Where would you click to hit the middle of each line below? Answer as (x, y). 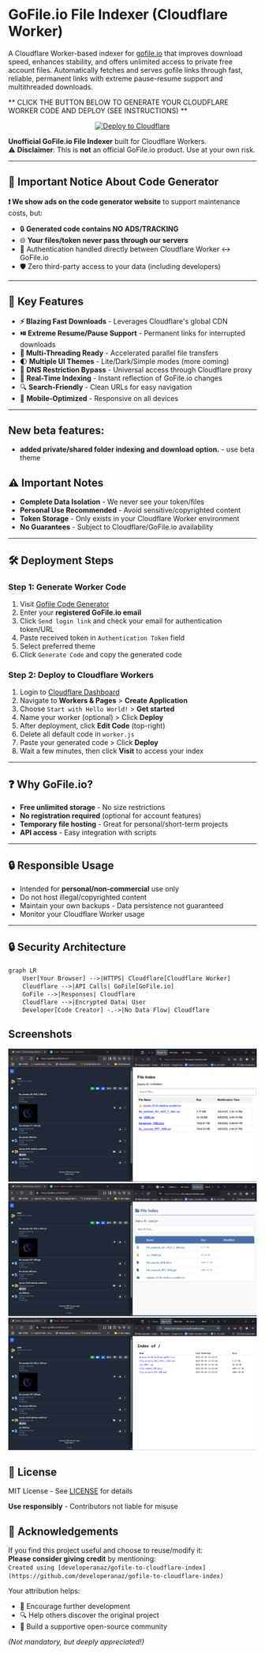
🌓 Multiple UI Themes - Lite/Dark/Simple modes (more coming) (124, 361)
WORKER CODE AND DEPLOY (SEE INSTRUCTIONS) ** (98, 110)
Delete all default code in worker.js (77, 734)
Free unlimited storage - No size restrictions (92, 807)
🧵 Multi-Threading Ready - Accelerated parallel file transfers (119, 353)
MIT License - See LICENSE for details (71, 1491)
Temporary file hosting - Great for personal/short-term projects (124, 823)
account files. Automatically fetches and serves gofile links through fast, (125, 70)
